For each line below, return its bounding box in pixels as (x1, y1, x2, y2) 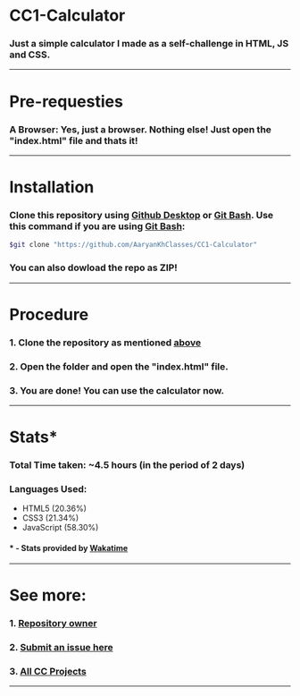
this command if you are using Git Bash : (9, 220, 186, 233)
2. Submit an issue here (9, 641, 113, 653)
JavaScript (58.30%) (21, 522, 99, 533)
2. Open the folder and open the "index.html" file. (9, 360, 229, 372)
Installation (9, 177, 95, 198)
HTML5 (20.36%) (21, 503, 87, 514)
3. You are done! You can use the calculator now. (9, 384, 225, 396)
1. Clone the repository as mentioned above (9, 336, 202, 349)
